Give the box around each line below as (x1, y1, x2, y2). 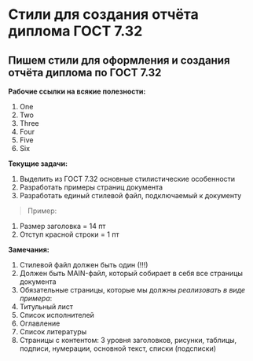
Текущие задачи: (8, 159, 68, 168)
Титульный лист (19, 302, 73, 311)
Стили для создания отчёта (8, 6, 199, 24)
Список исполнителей (19, 311, 94, 319)
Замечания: (8, 245, 49, 254)
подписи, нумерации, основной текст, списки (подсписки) (19, 344, 217, 353)
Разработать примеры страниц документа (19, 182, 163, 192)
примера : (19, 293, 53, 303)
